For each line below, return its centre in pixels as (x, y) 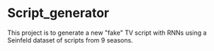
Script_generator (58, 13)
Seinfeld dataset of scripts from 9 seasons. (70, 40)
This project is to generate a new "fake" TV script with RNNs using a (107, 33)
